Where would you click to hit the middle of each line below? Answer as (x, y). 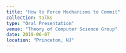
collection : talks (29, 18)
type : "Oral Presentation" (40, 23)
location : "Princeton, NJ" (40, 40)
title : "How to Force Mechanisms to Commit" (63, 12)
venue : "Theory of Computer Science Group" (62, 29)
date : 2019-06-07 (28, 35)
